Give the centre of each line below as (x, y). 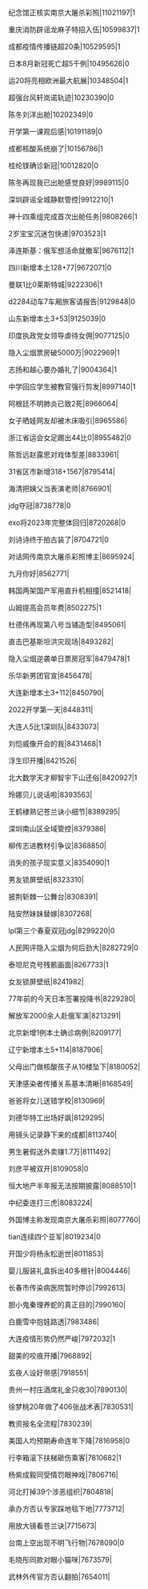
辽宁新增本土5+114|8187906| (56, 1050)
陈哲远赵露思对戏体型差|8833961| (64, 454)
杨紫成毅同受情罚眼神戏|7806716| (63, 1475)
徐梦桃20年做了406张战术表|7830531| (71, 1407)
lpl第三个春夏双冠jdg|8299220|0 (62, 931)
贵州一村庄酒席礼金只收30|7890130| (68, 1390)
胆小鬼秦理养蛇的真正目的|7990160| (67, 1305)
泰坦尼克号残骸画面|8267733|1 (59, 965)
